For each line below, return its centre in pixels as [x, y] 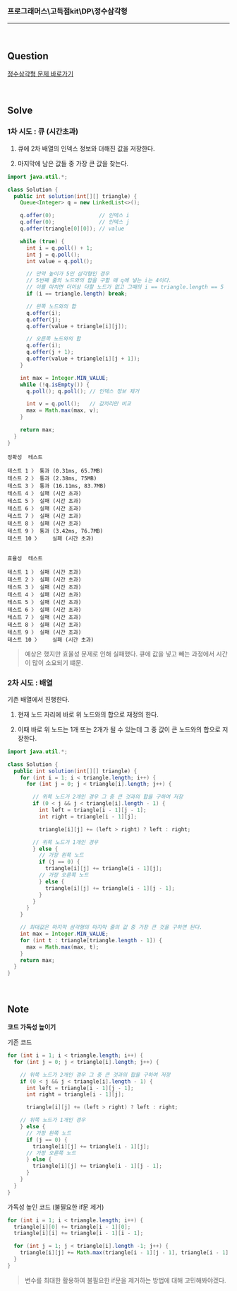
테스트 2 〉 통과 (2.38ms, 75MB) [52, 478]
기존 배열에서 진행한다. [38, 699]
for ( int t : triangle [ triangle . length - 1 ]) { [91, 940]
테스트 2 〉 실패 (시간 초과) [44, 579]
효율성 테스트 [25, 558]
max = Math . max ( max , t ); [62, 947]
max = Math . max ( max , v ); [62, 411]
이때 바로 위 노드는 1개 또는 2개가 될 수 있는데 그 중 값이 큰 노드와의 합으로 [119, 729]
